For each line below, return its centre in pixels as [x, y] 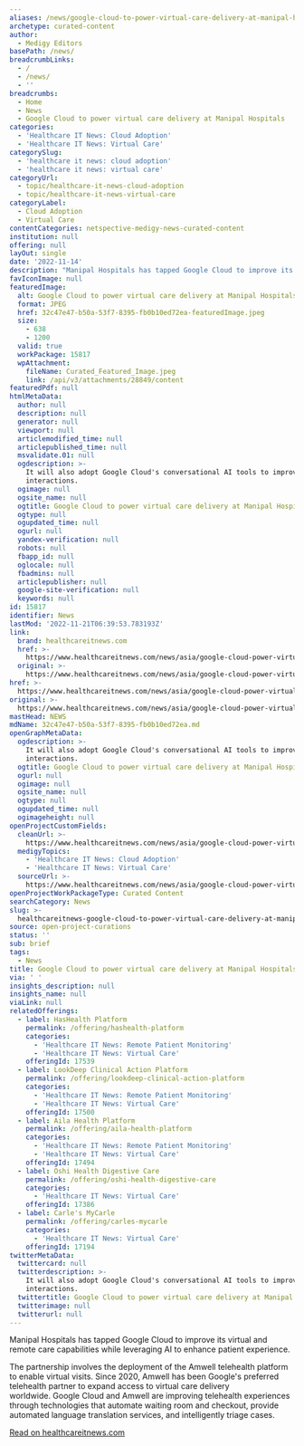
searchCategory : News [50, 902]
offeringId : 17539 [60, 1062]
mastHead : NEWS [38, 716]
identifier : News [42, 616]
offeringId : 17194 [60, 1247]
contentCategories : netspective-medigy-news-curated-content [127, 228]
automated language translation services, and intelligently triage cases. [142, 1415]
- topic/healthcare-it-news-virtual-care [97, 195]
